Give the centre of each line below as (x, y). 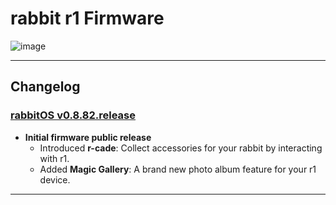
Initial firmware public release (88, 137)
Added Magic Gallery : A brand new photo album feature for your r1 (178, 169)
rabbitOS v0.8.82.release (73, 115)
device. (55, 179)
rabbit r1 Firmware (87, 18)
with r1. (54, 158)
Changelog (45, 87)
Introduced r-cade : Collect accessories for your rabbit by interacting (181, 148)
